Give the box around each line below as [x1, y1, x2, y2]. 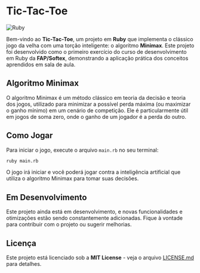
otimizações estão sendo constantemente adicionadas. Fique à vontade [6, 214, 183, 222]
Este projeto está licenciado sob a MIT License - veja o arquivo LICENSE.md [6, 254, 194, 261]
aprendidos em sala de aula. [6, 61, 76, 68]
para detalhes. [6, 260, 42, 268]
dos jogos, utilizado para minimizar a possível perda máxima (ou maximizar [6, 100, 191, 108]
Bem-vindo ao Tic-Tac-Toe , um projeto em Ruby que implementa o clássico [6, 35, 193, 42]
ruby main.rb [6, 158, 39, 164]
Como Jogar [6, 130, 53, 141]
